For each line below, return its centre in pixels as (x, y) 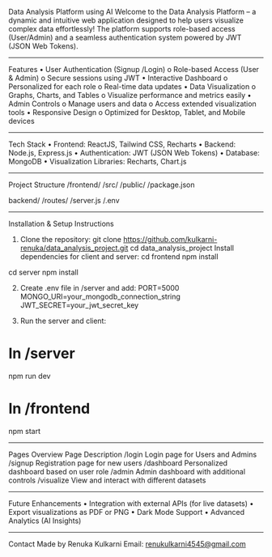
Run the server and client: (63, 321)
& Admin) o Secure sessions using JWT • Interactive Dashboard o (118, 78)
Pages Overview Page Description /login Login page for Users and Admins (133, 454)
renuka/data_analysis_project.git (74, 248)
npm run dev (30, 376)
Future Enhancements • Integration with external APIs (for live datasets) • (131, 503)
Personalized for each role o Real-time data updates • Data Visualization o (132, 87)
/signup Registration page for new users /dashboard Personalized (118, 463)
